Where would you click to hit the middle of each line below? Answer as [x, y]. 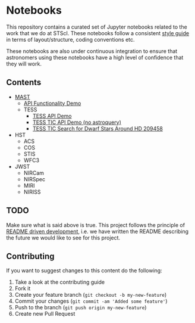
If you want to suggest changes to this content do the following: [84, 271]
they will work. [24, 64]
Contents [24, 83]
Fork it [23, 288]
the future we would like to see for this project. [63, 237]
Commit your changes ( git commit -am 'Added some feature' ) [91, 301]
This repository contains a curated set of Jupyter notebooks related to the [97, 27]
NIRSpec [34, 179]
